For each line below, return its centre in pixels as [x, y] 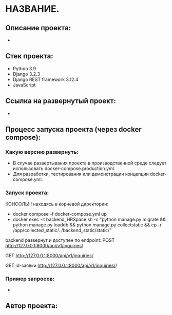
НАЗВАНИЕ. [32, 9]
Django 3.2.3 [26, 74]
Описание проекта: [38, 28]
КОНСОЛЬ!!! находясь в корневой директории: [57, 204]
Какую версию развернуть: [42, 152]
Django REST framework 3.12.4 [45, 79]
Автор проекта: [32, 306]
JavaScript [24, 85]
